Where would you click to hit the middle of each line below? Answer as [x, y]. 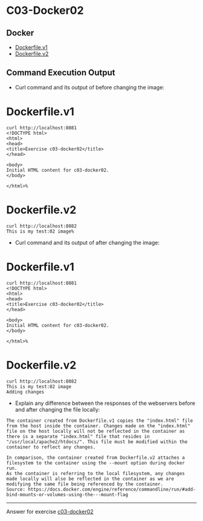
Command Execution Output [61, 73]
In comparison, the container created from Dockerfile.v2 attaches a [96, 458]
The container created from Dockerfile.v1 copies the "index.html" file [100, 421]
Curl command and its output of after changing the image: [87, 242]
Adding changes [25, 392]
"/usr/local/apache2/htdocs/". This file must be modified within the [97, 442]
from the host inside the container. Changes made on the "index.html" [98, 426]
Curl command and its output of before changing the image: [90, 87]
